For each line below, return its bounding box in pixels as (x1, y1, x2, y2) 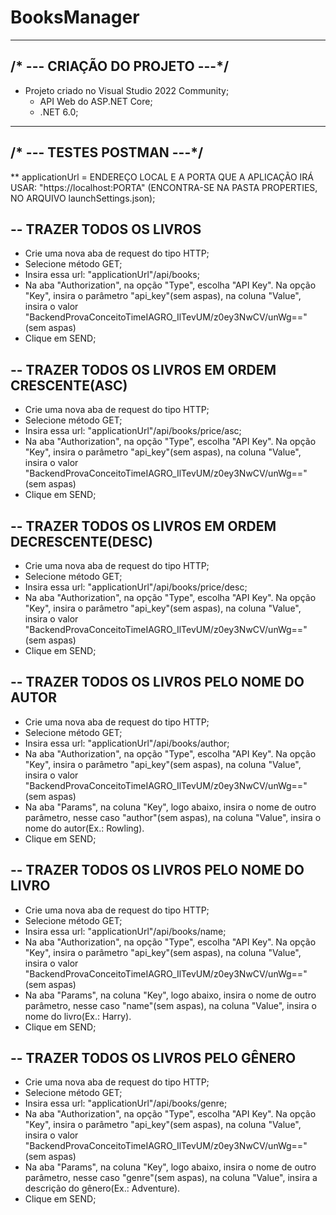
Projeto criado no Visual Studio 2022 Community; (24, 84, 230, 96)
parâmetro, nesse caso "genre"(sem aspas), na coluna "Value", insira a (24, 1172, 318, 1184)
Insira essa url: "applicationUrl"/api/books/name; (24, 925, 227, 937)
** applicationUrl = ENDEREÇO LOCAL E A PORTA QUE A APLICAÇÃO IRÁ (10, 171, 315, 183)
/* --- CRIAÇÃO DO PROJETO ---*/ (10, 58, 230, 75)
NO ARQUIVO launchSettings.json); (10, 192, 156, 204)
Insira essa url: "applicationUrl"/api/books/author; (24, 737, 230, 749)
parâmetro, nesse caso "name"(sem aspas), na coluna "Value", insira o (24, 999, 317, 1011)
